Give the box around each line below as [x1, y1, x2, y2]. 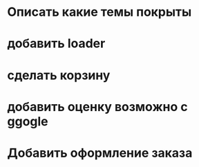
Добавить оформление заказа [7, 145, 193, 161]
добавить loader [7, 36, 106, 52]
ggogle [7, 113, 48, 129]
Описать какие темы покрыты [7, 4, 192, 20]
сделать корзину [7, 67, 111, 83]
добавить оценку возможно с [7, 99, 188, 115]
